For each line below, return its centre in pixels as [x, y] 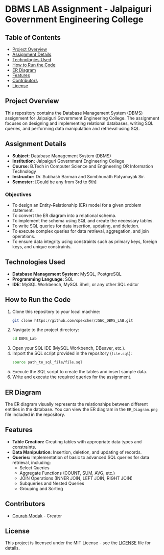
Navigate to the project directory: [46, 330]
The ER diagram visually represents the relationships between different [77, 404]
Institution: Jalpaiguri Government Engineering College [68, 161]
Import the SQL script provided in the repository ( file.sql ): [72, 353]
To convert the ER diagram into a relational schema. [64, 215]
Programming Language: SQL [43, 279]
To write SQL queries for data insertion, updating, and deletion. [76, 226]
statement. [23, 210]
